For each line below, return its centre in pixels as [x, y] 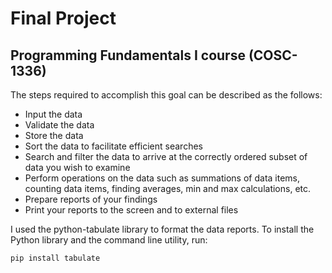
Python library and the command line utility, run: [109, 240]
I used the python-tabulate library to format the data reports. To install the [162, 229]
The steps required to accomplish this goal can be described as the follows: [166, 95]
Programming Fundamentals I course [128, 55]
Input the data [53, 114]
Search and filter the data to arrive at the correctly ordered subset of [166, 156]
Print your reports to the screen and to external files [131, 210]
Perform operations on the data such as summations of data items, [162, 178]
